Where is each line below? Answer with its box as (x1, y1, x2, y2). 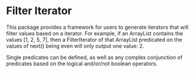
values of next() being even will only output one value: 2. (6, 42, 144, 49)
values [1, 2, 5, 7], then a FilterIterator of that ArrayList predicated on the (6, 36, 182, 43)
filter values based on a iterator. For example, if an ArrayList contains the (6, 29, 183, 36)
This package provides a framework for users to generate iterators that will (6, 24, 189, 31)
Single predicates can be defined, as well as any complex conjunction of (6, 54, 183, 61)
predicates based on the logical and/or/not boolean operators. (6, 60, 158, 67)
